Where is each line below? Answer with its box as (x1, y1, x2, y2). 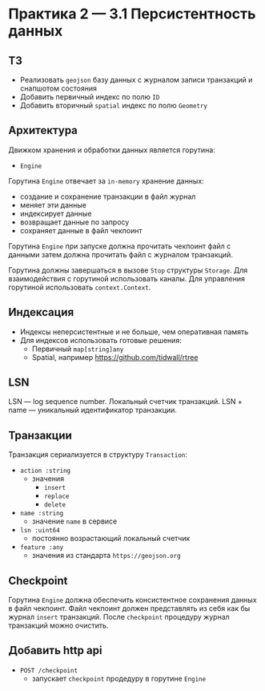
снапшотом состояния (19, 83, 98, 93)
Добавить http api (8, 644, 102, 657)
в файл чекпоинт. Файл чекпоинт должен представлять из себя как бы (8, 604, 251, 613)
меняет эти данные (19, 200, 86, 209)
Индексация (8, 305, 74, 319)
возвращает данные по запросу (19, 217, 130, 227)
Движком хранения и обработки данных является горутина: (8, 145, 216, 155)
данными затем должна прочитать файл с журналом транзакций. (8, 249, 234, 259)
